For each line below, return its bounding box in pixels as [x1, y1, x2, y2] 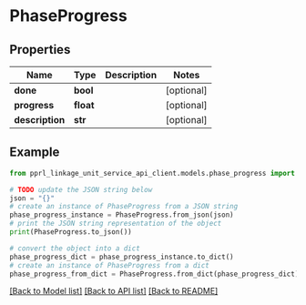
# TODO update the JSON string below [9, 185, 153, 194]
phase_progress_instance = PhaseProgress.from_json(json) [9, 210, 234, 219]
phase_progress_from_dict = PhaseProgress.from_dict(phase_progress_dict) [9, 269, 300, 279]
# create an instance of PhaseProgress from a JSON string [9, 202, 239, 211]
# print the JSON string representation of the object [9, 219, 222, 229]
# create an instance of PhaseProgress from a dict [9, 260, 209, 269]
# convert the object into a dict [9, 243, 141, 253]
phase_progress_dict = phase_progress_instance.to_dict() [9, 252, 234, 261]
